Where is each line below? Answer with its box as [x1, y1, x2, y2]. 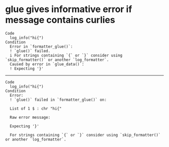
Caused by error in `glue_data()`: [10, 61, 84, 66]
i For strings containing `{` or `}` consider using [10, 53, 123, 58]
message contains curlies [5, 14, 116, 26]
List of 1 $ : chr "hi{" [10, 106, 62, 111]
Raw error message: [10, 115, 51, 120]
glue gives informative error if [5, 4, 132, 15]
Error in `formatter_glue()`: [10, 44, 73, 49]
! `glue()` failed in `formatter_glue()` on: [10, 97, 107, 102]
